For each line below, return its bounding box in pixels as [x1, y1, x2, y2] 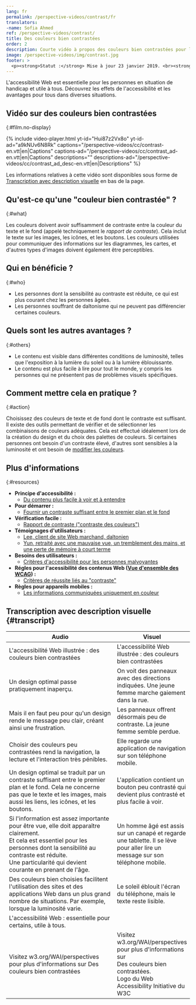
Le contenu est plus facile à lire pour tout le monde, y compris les [14, 365, 172, 372]
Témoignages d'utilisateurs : [14, 527, 86, 534]
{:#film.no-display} [6, 124, 51, 131]
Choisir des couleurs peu [9, 741, 78, 749]
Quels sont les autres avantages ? [6, 326, 132, 336]
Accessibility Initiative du [116, 982, 185, 990]
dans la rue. [116, 696, 149, 704]
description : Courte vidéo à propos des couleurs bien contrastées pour [6, 47, 187, 53]
